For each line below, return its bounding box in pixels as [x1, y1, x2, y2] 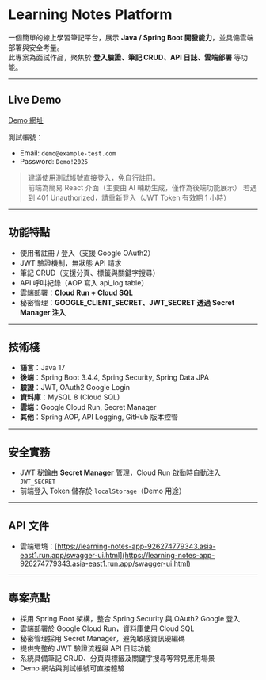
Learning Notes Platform [8, 6, 173, 24]
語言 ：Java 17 [19, 363, 66, 372]
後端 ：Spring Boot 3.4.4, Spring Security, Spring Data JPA [19, 372, 210, 382]
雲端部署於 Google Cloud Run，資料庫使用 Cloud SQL [19, 624, 195, 633]
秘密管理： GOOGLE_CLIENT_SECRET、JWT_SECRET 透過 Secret [19, 297, 235, 307]
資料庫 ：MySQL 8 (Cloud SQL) [19, 392, 120, 402]
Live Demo [8, 94, 62, 107]
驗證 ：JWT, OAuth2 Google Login [19, 383, 131, 392]
